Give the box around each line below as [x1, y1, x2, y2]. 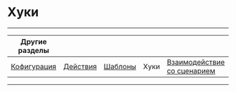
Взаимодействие [166, 57, 225, 67]
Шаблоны [103, 61, 137, 71]
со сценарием [166, 66, 216, 75]
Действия [63, 61, 97, 71]
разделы [18, 45, 49, 55]
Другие [20, 36, 47, 46]
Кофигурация [11, 61, 57, 71]
